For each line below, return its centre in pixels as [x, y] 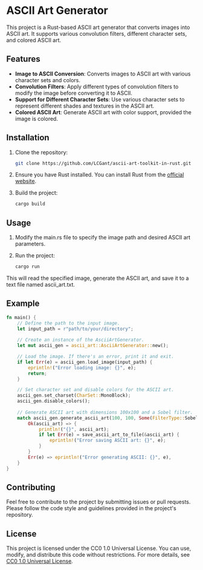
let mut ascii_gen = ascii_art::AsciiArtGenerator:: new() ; [93, 346]
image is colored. [37, 118]
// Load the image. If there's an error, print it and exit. [95, 357]
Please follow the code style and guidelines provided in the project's [91, 508]
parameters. [30, 244]
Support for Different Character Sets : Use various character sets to [100, 99]
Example [23, 304]
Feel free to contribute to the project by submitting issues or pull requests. [98, 502]
